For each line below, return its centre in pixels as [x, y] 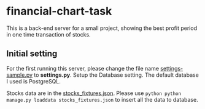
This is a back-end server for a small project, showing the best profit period [102, 28]
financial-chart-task [59, 11]
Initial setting [32, 54]
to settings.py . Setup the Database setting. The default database [116, 75]
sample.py [19, 75]
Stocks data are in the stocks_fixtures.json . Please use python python [94, 93]
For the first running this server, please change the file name [83, 68]
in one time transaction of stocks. [48, 34]
